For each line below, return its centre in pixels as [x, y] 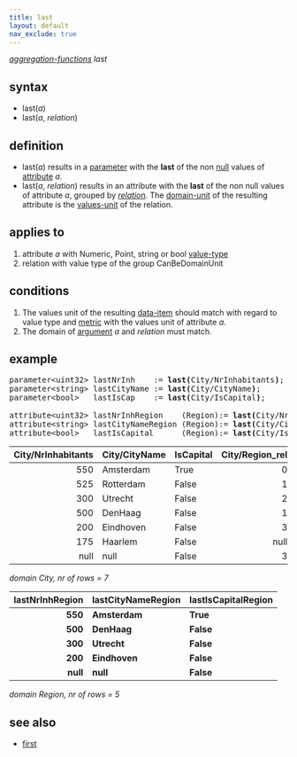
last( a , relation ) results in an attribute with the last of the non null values [153, 186]
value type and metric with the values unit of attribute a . [124, 322]
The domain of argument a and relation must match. [117, 331]
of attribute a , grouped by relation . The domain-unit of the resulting [145, 195]
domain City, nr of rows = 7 [59, 578]
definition [37, 146]
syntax [29, 86]
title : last [31, 17]
